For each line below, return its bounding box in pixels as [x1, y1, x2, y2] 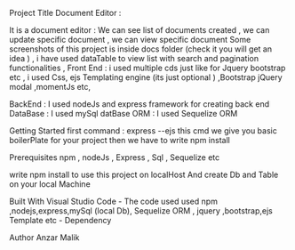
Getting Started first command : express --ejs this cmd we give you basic [9, 125, 277, 136]
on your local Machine [9, 179, 91, 190]
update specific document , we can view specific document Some [9, 35, 251, 44]
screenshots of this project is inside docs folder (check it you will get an [9, 44, 273, 54]
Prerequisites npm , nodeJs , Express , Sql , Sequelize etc [9, 152, 220, 163]
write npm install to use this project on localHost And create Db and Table [9, 169, 279, 180]
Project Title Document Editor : [9, 8, 122, 18]
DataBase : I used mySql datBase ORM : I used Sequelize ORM [9, 109, 238, 118]
